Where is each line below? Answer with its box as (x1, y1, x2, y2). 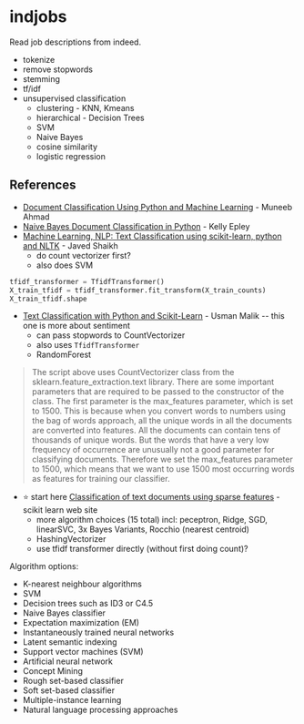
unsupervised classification (22, 93, 127, 104)
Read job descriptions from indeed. (9, 36, 142, 47)
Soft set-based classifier (22, 685, 116, 696)
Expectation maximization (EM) (22, 617, 139, 628)
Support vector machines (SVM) (22, 647, 144, 658)
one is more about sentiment (22, 321, 130, 331)
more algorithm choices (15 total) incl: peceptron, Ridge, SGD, (35, 515, 269, 525)
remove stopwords (22, 64, 94, 75)
